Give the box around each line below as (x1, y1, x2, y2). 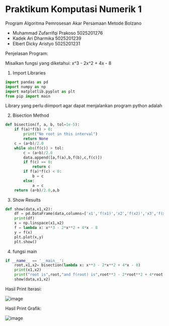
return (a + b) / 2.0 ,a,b (14, 188, 59, 193)
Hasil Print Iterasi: (5, 286, 42, 292)
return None (23, 136, 49, 141)
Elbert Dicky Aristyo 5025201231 (12, 40, 80, 46)
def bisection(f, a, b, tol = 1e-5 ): (5, 122, 80, 127)
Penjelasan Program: (5, 50, 48, 56)
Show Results (12, 197, 41, 203)
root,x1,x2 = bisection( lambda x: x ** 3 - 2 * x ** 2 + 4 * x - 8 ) (14, 263, 141, 268)
